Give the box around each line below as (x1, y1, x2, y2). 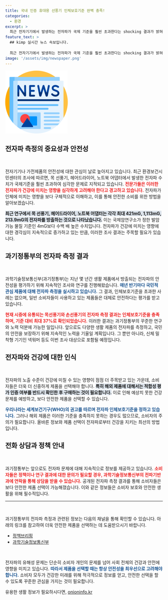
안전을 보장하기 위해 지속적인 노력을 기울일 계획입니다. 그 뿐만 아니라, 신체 (10, 331, 154, 337)
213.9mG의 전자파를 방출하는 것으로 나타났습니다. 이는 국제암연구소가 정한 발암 (5, 217, 160, 223)
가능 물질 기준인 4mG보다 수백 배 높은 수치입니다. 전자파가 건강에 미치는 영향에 (5, 223, 159, 229)
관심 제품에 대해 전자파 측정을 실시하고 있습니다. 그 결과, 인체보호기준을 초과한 (5, 288, 156, 294)
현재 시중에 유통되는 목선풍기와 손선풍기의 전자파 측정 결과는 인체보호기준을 (5, 312, 151, 318)
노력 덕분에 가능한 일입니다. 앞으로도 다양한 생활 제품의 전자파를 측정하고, (10, 324, 153, 330)
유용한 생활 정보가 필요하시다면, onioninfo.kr (5, 588, 92, 595)
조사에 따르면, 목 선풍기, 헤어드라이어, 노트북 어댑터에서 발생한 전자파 (22, 175, 157, 181)
